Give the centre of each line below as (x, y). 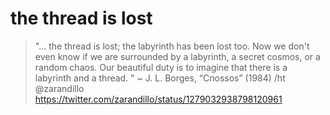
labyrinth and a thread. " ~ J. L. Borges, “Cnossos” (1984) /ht (160, 78)
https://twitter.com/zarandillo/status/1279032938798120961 (158, 99)
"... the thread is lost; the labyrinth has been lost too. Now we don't (172, 46)
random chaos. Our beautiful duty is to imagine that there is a (161, 67)
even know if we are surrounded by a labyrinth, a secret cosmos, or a (177, 56)
